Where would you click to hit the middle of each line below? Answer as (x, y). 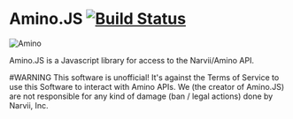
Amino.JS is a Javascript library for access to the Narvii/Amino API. (132, 60)
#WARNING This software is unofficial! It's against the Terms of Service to (144, 77)
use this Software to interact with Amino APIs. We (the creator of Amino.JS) (147, 86)
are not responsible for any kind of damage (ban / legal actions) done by (141, 96)
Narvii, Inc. (29, 105)
